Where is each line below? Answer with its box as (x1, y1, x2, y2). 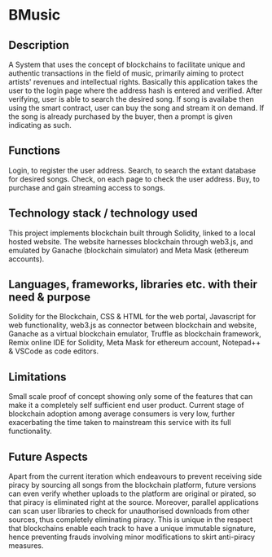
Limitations (8, 370, 67, 384)
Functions (8, 144, 61, 158)
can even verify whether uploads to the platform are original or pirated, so (8, 489, 257, 498)
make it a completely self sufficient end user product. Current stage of (8, 401, 244, 410)
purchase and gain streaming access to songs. (8, 182, 165, 192)
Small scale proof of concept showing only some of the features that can (8, 392, 253, 401)
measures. (8, 541, 44, 550)
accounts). (8, 254, 45, 264)
